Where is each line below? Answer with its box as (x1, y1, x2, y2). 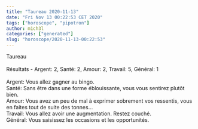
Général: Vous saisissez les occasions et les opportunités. (6, 116, 150, 123)
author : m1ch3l (6, 25, 44, 32)
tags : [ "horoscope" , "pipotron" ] (6, 20, 90, 26)
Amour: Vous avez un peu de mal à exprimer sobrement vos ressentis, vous (6, 97, 193, 105)
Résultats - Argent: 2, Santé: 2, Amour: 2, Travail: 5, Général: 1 (6, 66, 159, 72)
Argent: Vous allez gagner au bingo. (6, 78, 95, 85)
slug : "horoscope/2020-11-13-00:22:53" (6, 36, 106, 42)
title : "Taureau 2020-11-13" (6, 8, 79, 15)
